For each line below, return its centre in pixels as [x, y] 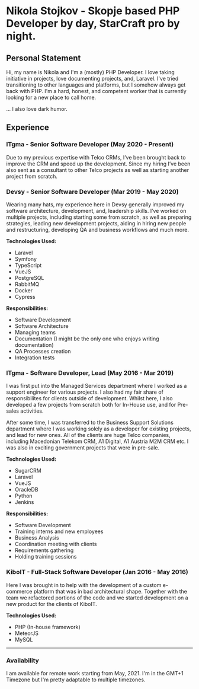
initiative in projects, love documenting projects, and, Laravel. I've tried [92, 79]
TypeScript [28, 265]
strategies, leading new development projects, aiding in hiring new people [96, 223]
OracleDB [26, 490]
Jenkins [24, 502]
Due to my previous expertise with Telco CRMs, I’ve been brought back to [96, 157]
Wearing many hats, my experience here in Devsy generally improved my [95, 204]
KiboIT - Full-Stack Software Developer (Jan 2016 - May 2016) [97, 572]
